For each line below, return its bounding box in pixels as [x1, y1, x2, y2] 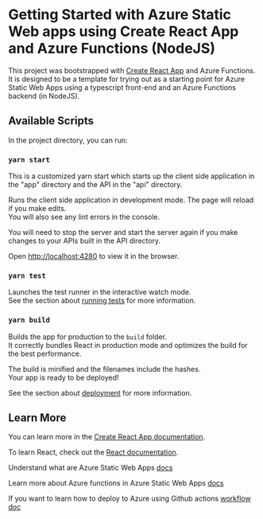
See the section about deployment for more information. [8, 388, 192, 397]
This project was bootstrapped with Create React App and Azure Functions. [8, 65, 256, 75]
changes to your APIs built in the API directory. [8, 236, 161, 246]
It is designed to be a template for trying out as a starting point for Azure [8, 74, 245, 84]
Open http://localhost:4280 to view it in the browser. [8, 252, 180, 261]
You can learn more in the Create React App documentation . [8, 432, 206, 442]
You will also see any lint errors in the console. [8, 213, 161, 222]
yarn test [8, 271, 46, 280]
